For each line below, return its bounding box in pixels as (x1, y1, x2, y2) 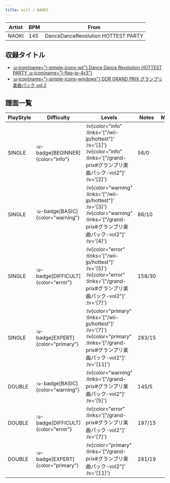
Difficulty (47, 114, 70, 121)
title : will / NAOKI (5, 7, 49, 13)
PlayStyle (8, 114, 31, 121)
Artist (9, 23, 23, 31)
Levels (101, 114, 117, 121)
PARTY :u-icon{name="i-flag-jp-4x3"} (12, 70, 93, 76)
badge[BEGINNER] (36, 149, 81, 157)
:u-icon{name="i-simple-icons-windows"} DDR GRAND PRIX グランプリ (12, 76, 163, 82)
